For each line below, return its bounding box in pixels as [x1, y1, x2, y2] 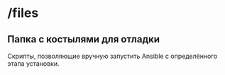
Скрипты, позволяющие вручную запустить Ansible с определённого [7, 52, 218, 60]
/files [7, 5, 39, 21]
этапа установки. [7, 59, 60, 68]
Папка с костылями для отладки [7, 33, 160, 45]
